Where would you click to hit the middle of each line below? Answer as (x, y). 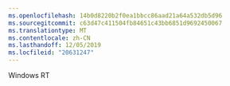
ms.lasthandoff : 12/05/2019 (55, 45)
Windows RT (29, 75)
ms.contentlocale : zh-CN (49, 38)
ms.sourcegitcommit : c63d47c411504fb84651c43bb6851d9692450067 (115, 23)
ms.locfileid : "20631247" (51, 53)
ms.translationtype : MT (48, 30)
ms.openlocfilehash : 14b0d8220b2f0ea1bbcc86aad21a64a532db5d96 (115, 16)
